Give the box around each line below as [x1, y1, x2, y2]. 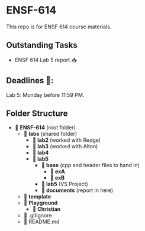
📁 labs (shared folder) [23, 131, 78, 138]
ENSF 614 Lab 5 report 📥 [14, 56, 77, 63]
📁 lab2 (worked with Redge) [32, 136, 101, 144]
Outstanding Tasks [6, 40, 78, 50]
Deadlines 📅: [6, 76, 54, 86]
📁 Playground [23, 199, 58, 207]
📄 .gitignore [23, 212, 52, 219]
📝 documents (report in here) [41, 187, 114, 194]
